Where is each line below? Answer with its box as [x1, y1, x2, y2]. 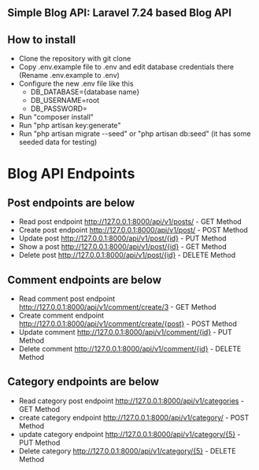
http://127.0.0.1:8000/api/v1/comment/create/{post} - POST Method [18, 319, 238, 329]
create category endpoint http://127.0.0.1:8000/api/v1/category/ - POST [18, 413, 250, 422]
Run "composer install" [18, 112, 94, 122]
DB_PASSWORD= [30, 104, 88, 113]
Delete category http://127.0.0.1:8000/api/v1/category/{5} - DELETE [18, 446, 237, 455]
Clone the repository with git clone [18, 54, 131, 64]
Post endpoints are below [7, 196, 135, 209]
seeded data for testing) [18, 138, 98, 147]
